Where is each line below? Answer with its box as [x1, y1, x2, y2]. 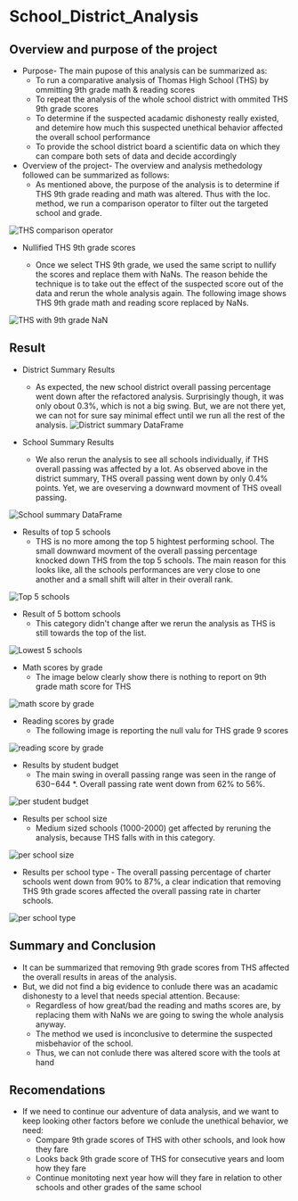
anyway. [35, 1019, 67, 1030]
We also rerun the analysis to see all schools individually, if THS [35, 453, 269, 465]
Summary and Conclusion [9, 939, 157, 954]
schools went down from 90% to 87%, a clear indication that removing [21, 876, 282, 887]
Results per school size [21, 813, 108, 824]
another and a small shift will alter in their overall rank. [35, 574, 234, 584]
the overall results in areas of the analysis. [21, 971, 177, 982]
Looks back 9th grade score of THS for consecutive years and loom [35, 1154, 285, 1164]
